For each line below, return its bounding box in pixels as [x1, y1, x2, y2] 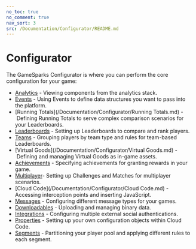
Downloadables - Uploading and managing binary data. [14, 204, 151, 211]
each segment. [14, 236, 52, 243]
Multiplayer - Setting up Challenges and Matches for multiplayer [14, 172, 171, 179]
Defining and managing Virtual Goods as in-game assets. [16, 153, 157, 160]
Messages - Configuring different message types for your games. [14, 197, 177, 205]
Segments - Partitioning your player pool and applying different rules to [14, 229, 191, 237]
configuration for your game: [6, 77, 77, 85]
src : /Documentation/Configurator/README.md [6, 25, 119, 32]
